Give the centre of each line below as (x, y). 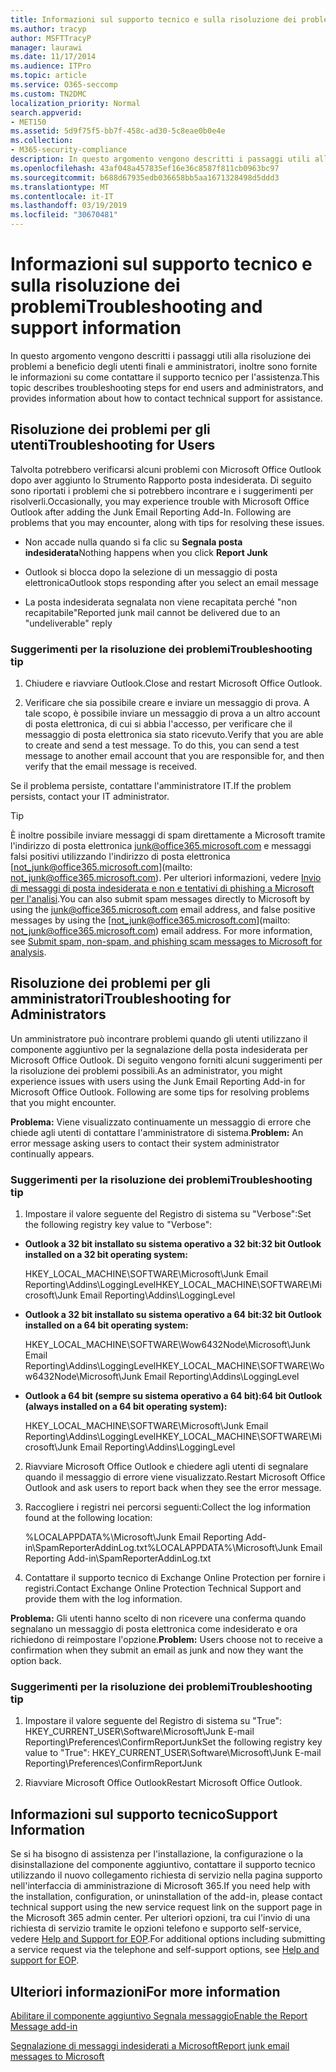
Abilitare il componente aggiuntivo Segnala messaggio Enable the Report (159, 2016)
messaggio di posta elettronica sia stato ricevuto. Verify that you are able (174, 735)
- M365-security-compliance (69, 150)
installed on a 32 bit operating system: (106, 1255)
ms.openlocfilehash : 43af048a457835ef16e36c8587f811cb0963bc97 (145, 168)
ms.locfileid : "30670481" (64, 215)
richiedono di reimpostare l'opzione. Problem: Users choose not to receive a (166, 1640)
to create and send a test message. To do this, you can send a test (162, 745)
